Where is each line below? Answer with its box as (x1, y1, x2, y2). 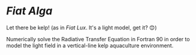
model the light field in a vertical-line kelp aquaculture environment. (6, 42, 174, 49)
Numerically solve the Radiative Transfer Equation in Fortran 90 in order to (6, 35, 191, 42)
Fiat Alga (6, 4, 53, 18)
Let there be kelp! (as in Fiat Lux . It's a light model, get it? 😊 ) (6, 24, 158, 31)
